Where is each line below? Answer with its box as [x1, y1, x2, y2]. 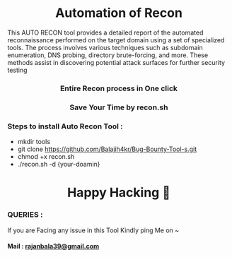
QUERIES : [7, 210, 43, 220]
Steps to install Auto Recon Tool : [7, 121, 124, 131]
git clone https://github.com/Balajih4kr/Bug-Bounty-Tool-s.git [17, 145, 197, 153]
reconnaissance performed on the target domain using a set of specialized [7, 35, 225, 44]
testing [7, 66, 28, 74]
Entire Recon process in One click [59, 83, 178, 93]
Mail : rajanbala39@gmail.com [7, 242, 100, 251]
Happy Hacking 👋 [66, 185, 171, 201]
